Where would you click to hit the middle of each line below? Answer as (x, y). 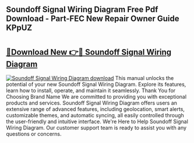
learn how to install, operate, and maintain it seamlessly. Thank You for (91, 90)
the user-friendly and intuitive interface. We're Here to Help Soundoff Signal (97, 121)
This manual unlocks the (144, 78)
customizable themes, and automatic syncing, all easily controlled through (95, 115)
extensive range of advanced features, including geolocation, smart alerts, (96, 109)
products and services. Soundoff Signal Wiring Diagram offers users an (92, 103)
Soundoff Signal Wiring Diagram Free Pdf (82, 10)
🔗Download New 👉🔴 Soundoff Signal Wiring (89, 52)
